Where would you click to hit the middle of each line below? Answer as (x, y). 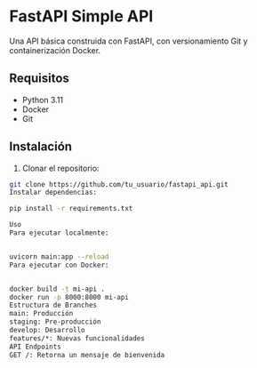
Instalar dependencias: (53, 193)
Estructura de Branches (53, 305)
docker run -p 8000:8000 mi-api (69, 297)
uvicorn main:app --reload (59, 256)
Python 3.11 (43, 100)
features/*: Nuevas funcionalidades (77, 338)
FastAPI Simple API (81, 16)
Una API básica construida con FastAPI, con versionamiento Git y (128, 41)
